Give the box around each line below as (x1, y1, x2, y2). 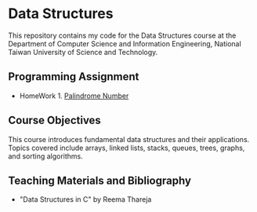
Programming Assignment (8, 70, 139, 83)
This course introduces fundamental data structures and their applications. (8, 134, 250, 144)
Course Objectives (8, 114, 102, 127)
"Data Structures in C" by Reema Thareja (19, 195, 152, 204)
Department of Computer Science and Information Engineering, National (8, 38, 241, 48)
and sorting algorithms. (8, 151, 84, 161)
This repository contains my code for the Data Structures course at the (8, 31, 237, 40)
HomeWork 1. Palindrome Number (19, 91, 129, 101)
